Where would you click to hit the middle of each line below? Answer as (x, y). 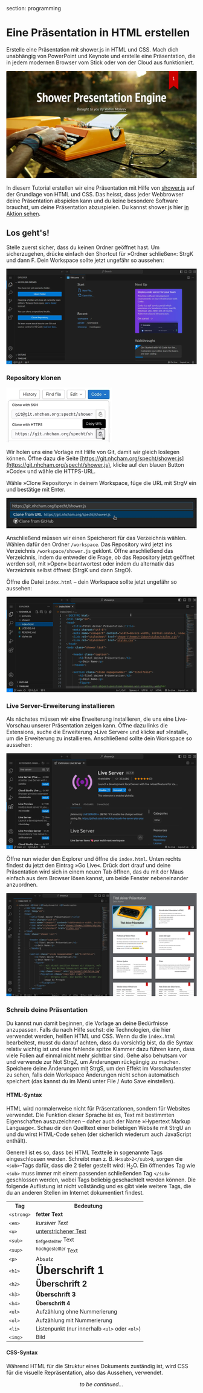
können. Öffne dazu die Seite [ (44, 458)
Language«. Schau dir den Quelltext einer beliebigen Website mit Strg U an (99, 1127)
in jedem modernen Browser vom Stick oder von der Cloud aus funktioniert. (100, 62)
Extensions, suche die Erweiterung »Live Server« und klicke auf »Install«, (97, 732)
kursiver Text (52, 1223)
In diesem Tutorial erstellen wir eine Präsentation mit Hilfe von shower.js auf (101, 188)
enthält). (17, 1140)
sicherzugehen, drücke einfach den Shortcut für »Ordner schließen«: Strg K (100, 254)
